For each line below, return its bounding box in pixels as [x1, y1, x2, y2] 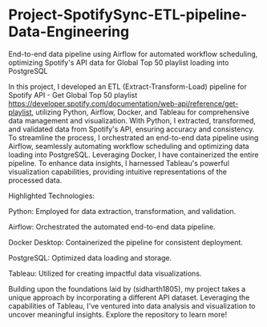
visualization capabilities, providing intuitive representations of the [8, 167, 227, 176]
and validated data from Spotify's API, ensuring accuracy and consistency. [8, 124, 255, 134]
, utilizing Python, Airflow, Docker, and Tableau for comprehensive [31, 107, 250, 117]
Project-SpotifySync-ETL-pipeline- [8, 6, 248, 24]
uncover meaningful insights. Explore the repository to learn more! [8, 309, 227, 319]
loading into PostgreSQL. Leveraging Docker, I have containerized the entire [8, 150, 259, 159]
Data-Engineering [8, 22, 130, 41]
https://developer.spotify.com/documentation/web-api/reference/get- [8, 99, 239, 108]
